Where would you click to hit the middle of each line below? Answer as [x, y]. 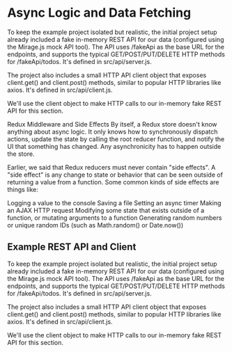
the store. [21, 154]
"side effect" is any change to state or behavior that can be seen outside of [115, 175]
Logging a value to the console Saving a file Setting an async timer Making [114, 202]
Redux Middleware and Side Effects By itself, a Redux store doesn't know [112, 124]
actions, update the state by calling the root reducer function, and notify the [116, 139]
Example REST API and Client [72, 247]
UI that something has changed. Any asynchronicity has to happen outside [114, 146]
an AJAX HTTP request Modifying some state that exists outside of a [106, 210]
